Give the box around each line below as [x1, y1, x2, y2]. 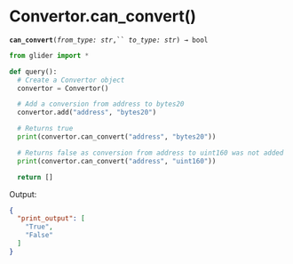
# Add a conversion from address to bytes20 [17, 100, 185, 108]
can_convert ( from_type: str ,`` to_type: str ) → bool [9, 36, 209, 44]
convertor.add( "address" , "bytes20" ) [17, 108, 157, 117]
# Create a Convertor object [17, 76, 125, 84]
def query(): [9, 67, 58, 76]
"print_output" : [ [17, 214, 86, 223]
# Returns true [17, 124, 74, 133]
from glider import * [9, 51, 90, 60]
